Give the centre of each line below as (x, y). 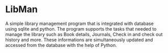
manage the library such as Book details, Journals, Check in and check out (84, 34)
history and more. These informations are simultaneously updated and (79, 40)
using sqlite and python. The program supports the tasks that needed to (81, 29)
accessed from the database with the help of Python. (61, 45)
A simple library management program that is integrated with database (80, 23)
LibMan (21, 9)
